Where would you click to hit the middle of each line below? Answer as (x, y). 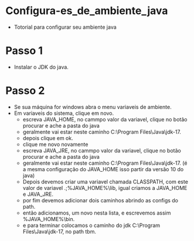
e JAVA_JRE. (38, 194)
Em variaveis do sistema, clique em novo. (64, 113)
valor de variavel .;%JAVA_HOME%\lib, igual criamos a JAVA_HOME (105, 188)
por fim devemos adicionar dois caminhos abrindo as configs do (101, 200)
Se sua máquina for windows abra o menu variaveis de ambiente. (93, 107)
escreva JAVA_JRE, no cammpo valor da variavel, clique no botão (102, 150)
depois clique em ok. (48, 138)
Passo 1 (24, 51)
